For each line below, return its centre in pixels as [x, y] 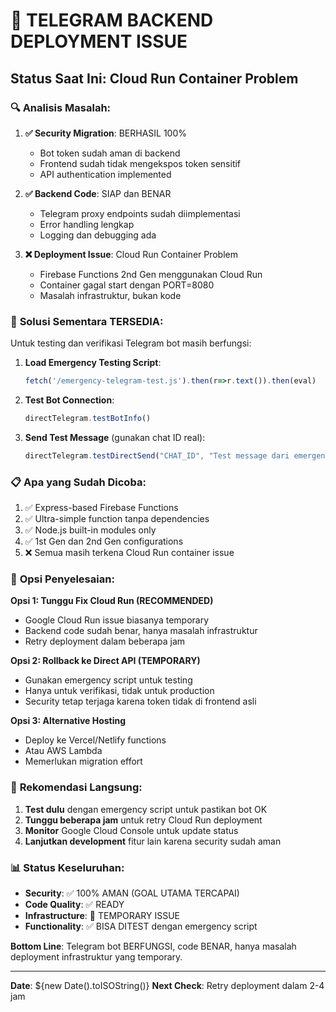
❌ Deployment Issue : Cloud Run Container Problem [131, 254]
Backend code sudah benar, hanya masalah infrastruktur [141, 631]
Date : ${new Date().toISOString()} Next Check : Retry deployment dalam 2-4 [167, 985]
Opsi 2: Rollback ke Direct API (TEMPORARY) [105, 661]
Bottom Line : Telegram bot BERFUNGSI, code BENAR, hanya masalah [153, 946]
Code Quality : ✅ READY [74, 904]
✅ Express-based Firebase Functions [101, 508]
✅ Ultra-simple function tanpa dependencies [117, 519]
